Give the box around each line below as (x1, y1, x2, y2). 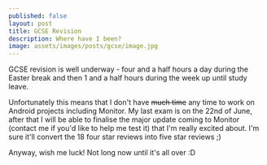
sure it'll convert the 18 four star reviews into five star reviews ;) (8, 132, 221, 142)
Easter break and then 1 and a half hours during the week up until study (8, 73, 247, 83)
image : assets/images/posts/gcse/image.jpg (8, 42, 159, 50)
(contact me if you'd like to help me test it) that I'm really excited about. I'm (8, 124, 260, 133)
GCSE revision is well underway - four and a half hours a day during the (8, 64, 248, 74)
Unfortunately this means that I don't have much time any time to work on (8, 98, 255, 107)
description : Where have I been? (8, 34, 122, 43)
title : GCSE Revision (8, 27, 82, 35)
